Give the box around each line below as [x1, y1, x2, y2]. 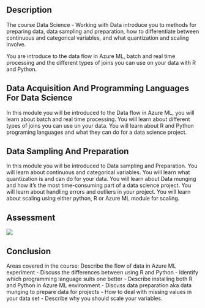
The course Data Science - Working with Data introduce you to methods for [6, 21, 197, 28]
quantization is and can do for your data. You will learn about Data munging [6, 175, 196, 183]
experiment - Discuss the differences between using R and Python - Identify [6, 269, 199, 276]
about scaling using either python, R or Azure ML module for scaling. [6, 195, 180, 202]
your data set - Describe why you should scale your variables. [6, 295, 163, 302]
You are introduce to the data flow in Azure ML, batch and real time [6, 52, 176, 60]
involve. [6, 40, 26, 48]
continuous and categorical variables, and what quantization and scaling [6, 34, 189, 42]
